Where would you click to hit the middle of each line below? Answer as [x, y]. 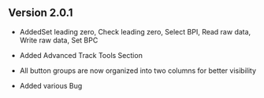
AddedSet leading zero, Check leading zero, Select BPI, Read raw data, [135, 31]
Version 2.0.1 [41, 13]
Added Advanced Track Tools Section [81, 55]
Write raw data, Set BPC [59, 40]
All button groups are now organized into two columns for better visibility [138, 71]
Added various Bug [51, 85]
